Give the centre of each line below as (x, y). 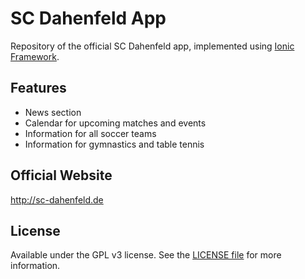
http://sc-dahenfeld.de (57, 199)
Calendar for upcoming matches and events (115, 123)
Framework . (35, 56)
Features (38, 88)
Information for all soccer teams (90, 133)
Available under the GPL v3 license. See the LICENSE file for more (146, 255)
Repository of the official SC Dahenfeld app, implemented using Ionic (152, 46)
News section (53, 112)
